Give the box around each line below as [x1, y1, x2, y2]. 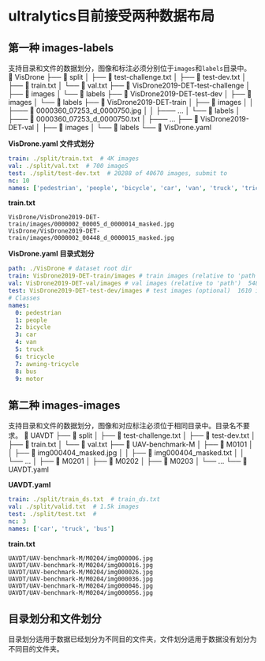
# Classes [8, 293, 41, 302]
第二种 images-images [8, 398, 121, 412]
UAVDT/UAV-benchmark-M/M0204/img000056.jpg [8, 588, 154, 596]
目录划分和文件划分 [8, 612, 102, 626]
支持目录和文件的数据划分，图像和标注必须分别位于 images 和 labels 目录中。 [8, 64, 251, 73]
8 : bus [15, 368, 37, 375]
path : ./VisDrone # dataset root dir [8, 265, 132, 273]
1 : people [15, 316, 47, 324]
